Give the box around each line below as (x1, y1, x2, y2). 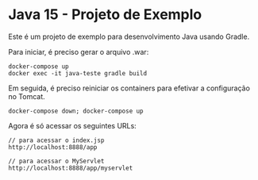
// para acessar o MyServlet (8, 157, 105, 165)
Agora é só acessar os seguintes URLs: (8, 121, 137, 130)
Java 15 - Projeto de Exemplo (8, 6, 202, 24)
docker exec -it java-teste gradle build (8, 69, 148, 77)
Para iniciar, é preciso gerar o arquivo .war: (8, 47, 149, 56)
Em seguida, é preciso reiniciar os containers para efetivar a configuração (8, 83, 250, 93)
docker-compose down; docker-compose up (8, 107, 144, 115)
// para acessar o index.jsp (8, 136, 105, 144)
